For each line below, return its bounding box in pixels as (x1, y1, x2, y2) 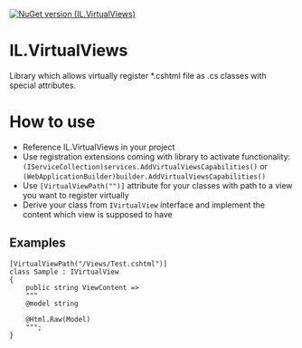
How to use (9, 111, 96, 132)
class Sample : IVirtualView (9, 267, 119, 276)
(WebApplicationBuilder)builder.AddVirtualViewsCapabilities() (22, 172, 267, 181)
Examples (9, 236, 66, 251)
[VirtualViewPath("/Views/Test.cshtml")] (9, 259, 168, 268)
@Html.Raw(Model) (25, 314, 91, 324)
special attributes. (9, 80, 77, 91)
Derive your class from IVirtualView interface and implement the (22, 199, 265, 210)
